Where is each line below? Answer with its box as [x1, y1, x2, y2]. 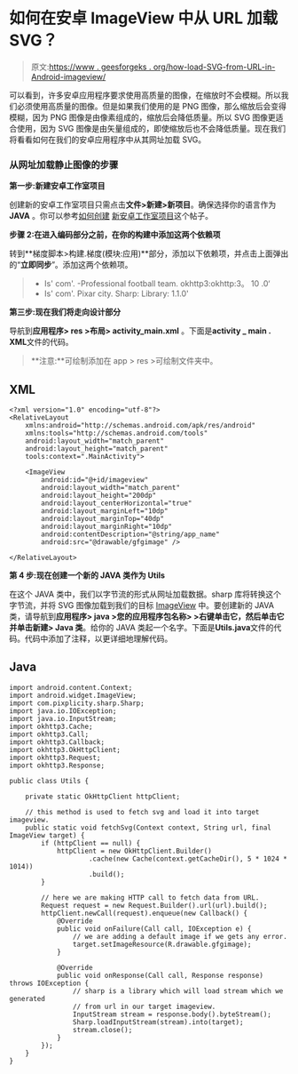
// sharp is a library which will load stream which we [72, 986, 284, 996]
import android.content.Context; [9, 683, 133, 692]
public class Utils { [9, 776, 90, 785]
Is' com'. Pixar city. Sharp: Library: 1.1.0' [43, 288, 189, 299]
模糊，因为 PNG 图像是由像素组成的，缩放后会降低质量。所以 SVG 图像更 [9, 112, 277, 123]
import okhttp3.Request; [9, 753, 101, 762]
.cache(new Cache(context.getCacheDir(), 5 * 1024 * [88, 854, 288, 863]
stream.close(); [72, 1025, 133, 1034]
